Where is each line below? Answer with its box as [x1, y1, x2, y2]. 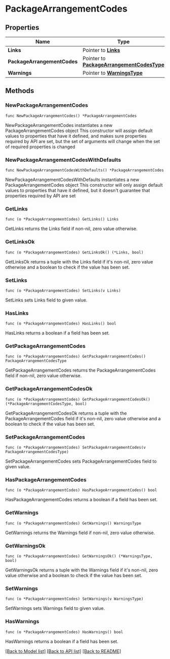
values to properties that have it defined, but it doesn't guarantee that [5, 187, 150, 193]
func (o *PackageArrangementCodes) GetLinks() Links [5, 217, 119, 222]
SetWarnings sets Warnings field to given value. [5, 605, 105, 611]
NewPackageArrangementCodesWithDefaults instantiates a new [5, 177, 140, 183]
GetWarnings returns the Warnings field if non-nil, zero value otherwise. [5, 530, 155, 536]
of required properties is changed [5, 144, 75, 150]
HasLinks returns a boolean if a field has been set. [5, 330, 110, 336]
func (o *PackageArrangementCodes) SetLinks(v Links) [5, 288, 121, 293]
